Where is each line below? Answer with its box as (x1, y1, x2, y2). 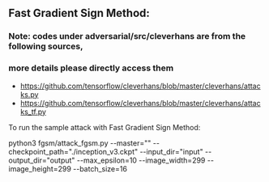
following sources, (8, 40, 83, 52)
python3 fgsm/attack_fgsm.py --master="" (8, 138, 152, 148)
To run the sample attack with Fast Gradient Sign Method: (8, 122, 201, 132)
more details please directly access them (8, 62, 174, 74)
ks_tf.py (19, 107, 47, 116)
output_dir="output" (8, 155, 75, 165)
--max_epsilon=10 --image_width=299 (76, 155, 206, 165)
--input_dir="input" (139, 146, 204, 156)
